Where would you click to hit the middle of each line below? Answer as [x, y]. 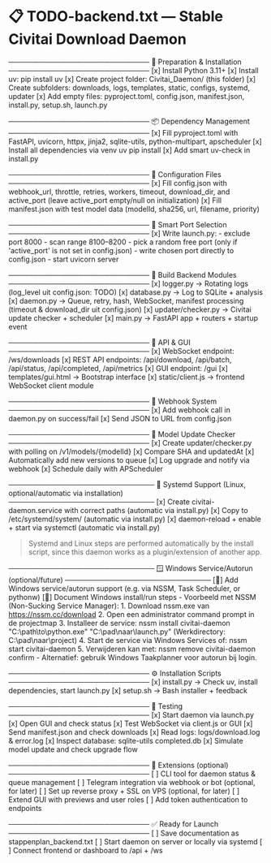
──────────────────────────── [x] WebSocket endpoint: [121, 351]
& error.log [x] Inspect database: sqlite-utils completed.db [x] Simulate [126, 740]
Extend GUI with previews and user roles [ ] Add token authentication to [128, 799]
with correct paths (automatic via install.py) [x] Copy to [156, 510]
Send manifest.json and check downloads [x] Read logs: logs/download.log [134, 731]
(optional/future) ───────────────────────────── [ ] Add [123, 580]
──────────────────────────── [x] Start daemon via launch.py [131, 714]
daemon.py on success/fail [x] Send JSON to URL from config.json [120, 418]
